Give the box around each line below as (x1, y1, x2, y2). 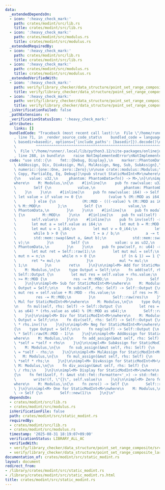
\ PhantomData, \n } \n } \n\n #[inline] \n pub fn (14, 208, 148, 213)
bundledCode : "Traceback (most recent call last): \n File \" (9, 131, 139, 136)
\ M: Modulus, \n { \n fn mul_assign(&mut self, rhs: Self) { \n (14, 354, 153, 359)
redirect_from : (5, 463, 36, 469)
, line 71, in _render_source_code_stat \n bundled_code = (14, 135, 141, 140)
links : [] (14, 126, 34, 131)
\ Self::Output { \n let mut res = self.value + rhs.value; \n (14, 272, 157, 277)
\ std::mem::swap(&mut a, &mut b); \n (14, 235, 107, 241)
